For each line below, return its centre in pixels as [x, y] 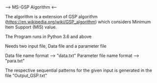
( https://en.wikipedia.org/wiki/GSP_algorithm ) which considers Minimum [78, 22]
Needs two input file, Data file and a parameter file [56, 46]
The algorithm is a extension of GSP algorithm [51, 16]
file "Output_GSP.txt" [26, 75]
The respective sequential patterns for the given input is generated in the [79, 70]
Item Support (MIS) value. [31, 27]
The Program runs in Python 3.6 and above [48, 37]
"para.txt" [15, 61]
